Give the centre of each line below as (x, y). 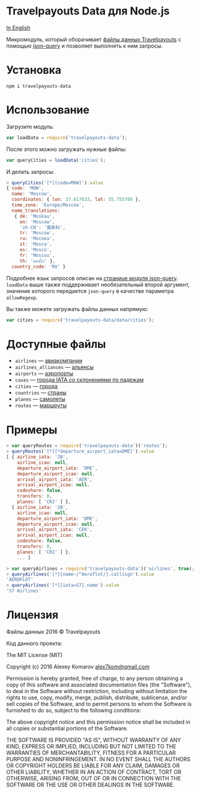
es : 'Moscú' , (36, 250)
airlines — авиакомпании (49, 361)
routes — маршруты (41, 406)
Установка (34, 70)
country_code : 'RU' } (39, 267)
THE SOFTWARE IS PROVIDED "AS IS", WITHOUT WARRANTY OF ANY (94, 740)
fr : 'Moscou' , (37, 255)
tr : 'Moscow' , (37, 233)
